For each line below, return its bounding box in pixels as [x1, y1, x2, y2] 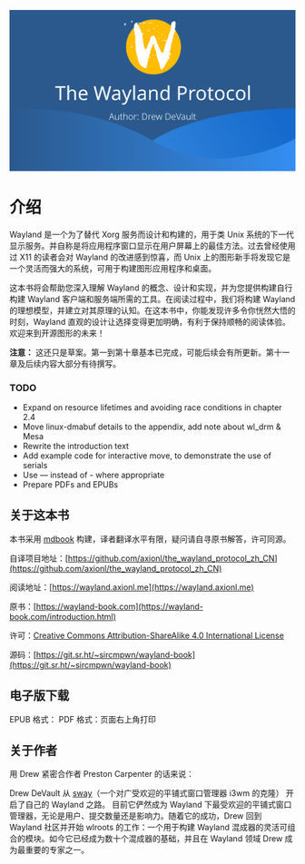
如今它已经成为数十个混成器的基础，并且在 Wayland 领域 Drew [48, 833, 283, 844]
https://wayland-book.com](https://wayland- [35, 601, 204, 612]
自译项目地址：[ [9, 553, 69, 564]
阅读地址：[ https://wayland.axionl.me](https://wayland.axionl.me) [9, 582, 254, 593]
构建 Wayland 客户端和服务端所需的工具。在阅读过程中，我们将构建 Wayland [9, 293, 296, 304]
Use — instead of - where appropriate [22, 469, 165, 480]
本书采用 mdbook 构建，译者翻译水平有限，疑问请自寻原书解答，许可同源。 [9, 533, 291, 545]
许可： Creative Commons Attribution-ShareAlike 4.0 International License [9, 630, 284, 641]
